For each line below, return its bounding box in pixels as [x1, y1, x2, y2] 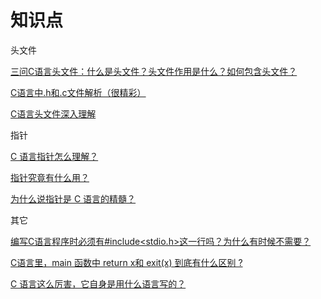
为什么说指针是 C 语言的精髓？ [10, 192, 137, 205]
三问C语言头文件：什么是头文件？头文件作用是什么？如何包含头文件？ [10, 65, 298, 77]
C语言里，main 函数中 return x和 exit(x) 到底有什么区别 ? [10, 256, 243, 268]
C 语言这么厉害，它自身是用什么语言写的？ [10, 277, 187, 290]
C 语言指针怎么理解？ [10, 150, 99, 162]
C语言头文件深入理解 [10, 107, 97, 120]
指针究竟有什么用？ [10, 171, 90, 183]
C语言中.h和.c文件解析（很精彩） [10, 86, 147, 98]
